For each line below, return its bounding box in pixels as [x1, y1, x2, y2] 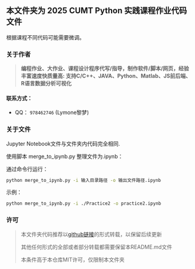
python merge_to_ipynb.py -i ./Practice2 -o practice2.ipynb [6, 200, 162, 207]
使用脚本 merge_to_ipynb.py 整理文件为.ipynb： [6, 153, 123, 160]
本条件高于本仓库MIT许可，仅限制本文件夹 [20, 256, 125, 263]
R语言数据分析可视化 [20, 80, 72, 87]
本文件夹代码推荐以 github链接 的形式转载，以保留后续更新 [20, 230, 162, 237]
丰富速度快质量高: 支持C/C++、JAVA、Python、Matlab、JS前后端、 [20, 72, 191, 79]
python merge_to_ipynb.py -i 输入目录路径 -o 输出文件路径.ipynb [6, 177, 161, 183]
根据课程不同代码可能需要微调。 [6, 33, 85, 41]
